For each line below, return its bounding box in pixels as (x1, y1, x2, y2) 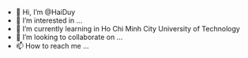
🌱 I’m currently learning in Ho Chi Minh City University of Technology (15, 24, 241, 33)
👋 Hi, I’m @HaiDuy (15, 8, 76, 16)
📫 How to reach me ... (15, 42, 89, 50)
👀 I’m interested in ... (15, 16, 83, 25)
